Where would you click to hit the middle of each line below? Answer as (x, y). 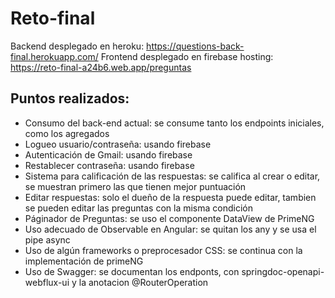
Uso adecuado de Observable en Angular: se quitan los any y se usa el (170, 229)
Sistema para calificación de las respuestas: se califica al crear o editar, (172, 176)
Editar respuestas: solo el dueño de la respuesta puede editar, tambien (170, 197)
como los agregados (67, 133)
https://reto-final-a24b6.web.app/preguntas (101, 67)
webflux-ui (47, 282)
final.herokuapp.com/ (54, 56)
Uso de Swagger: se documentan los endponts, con (132, 271)
